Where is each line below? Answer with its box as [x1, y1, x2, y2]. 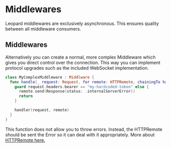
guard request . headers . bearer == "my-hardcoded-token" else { [14, 84, 149, 90]
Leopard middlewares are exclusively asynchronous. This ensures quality [5, 20, 159, 26]
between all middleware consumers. [5, 25, 81, 32]
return [18, 94, 33, 99]
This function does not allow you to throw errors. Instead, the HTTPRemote [5, 126, 163, 132]
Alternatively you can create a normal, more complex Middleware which [5, 54, 156, 60]
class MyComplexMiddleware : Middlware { [5, 75, 95, 80]
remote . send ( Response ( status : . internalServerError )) [18, 89, 136, 94]
